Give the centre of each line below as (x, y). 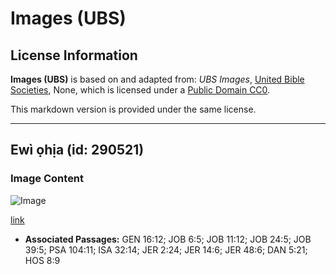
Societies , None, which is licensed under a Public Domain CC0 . (140, 90)
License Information (74, 55)
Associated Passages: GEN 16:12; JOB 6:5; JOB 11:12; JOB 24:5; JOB (168, 239)
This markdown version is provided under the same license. (133, 109)
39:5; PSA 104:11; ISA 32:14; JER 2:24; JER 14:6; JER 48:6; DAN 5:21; (166, 249)
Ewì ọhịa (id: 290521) (77, 150)
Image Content (47, 179)
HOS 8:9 (42, 260)
